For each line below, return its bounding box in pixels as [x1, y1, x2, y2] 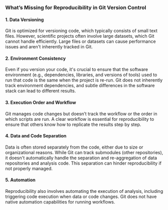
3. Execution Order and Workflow [5, 99, 76, 105]
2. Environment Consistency [5, 55, 66, 61]
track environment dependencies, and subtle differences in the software [5, 83, 155, 89]
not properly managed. [5, 165, 53, 171]
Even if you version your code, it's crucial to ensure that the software [5, 66, 148, 73]
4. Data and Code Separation [5, 133, 67, 139]
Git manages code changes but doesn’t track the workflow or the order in [5, 110, 157, 117]
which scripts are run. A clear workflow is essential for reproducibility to [5, 116, 154, 122]
